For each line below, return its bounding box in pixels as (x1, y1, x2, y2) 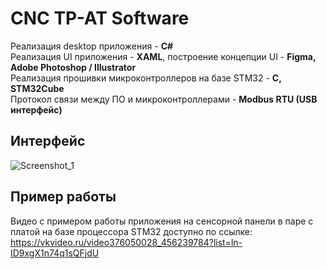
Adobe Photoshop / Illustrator (10, 61, 137, 73)
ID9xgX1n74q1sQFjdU (10, 247, 100, 259)
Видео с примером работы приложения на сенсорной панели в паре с (10, 215, 314, 227)
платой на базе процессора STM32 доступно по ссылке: (10, 225, 253, 237)
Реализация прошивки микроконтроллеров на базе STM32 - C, (10, 72, 282, 84)
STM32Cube (10, 82, 65, 94)
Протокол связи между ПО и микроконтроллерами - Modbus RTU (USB (10, 93, 318, 105)
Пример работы (10, 188, 117, 206)
